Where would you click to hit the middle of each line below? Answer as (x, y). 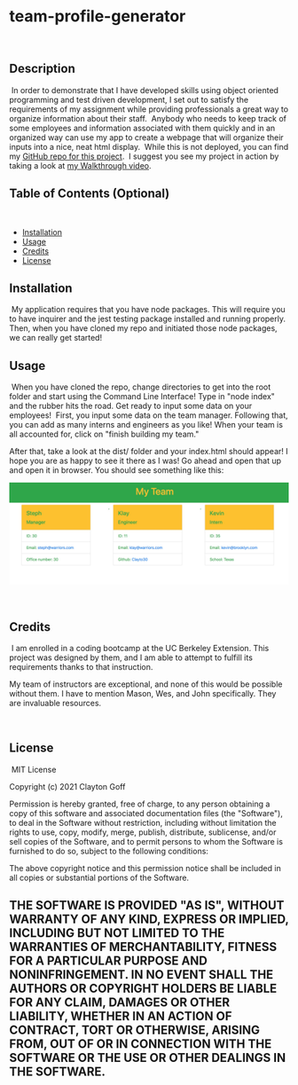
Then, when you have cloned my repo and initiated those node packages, (143, 328)
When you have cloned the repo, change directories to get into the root (141, 387)
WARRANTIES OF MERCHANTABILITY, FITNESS (143, 947)
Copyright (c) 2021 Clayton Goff (67, 786)
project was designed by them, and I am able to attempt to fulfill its (131, 657)
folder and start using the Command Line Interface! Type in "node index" (142, 397)
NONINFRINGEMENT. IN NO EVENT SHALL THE (141, 975)
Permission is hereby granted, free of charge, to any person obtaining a (140, 804)
